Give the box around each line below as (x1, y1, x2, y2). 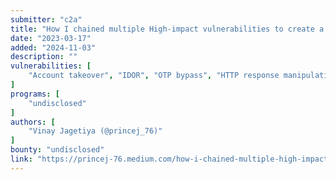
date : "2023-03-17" (10, 33, 92, 43)
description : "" (10, 52, 78, 62)
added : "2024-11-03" (10, 42, 97, 53)
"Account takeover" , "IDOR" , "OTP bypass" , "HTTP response (28, 71, 280, 81)
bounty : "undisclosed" (10, 145, 105, 155)
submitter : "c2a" (10, 14, 83, 25)
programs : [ (10, 89, 60, 99)
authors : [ (10, 117, 56, 127)
